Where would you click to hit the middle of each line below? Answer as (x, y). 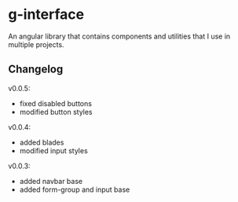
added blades (42, 142)
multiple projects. (36, 44)
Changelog (36, 70)
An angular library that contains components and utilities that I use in (119, 36)
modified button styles (56, 112)
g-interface (46, 15)
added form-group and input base (75, 189)
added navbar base (51, 181)
